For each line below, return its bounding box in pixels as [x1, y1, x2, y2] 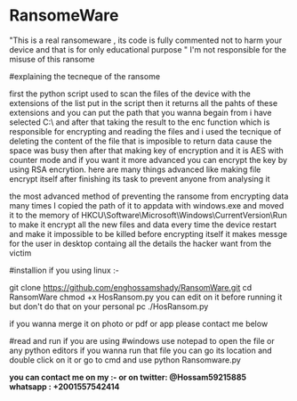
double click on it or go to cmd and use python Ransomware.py [9, 354, 242, 365]
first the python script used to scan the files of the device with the [9, 88, 251, 99]
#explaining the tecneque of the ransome [9, 70, 161, 81]
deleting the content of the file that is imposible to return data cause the [9, 135, 273, 146]
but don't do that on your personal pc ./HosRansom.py [9, 300, 209, 312]
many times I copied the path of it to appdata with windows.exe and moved [9, 200, 285, 210]
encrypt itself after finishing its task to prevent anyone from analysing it [9, 173, 270, 184]
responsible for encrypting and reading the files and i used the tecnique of [9, 126, 282, 136]
